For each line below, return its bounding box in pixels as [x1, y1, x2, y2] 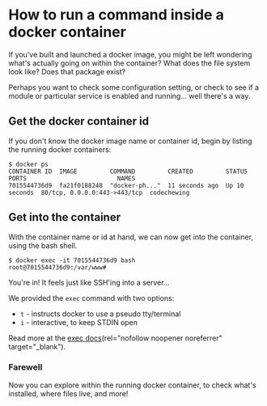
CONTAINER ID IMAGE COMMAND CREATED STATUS [8, 167, 248, 176]
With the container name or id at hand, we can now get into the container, [8, 232, 253, 242]
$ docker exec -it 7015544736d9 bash [8, 256, 136, 264]
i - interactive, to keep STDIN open [19, 317, 138, 327]
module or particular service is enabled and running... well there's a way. [8, 91, 251, 100]
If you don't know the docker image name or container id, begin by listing [8, 136, 252, 146]
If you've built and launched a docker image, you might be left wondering [8, 49, 252, 59]
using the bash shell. [8, 240, 78, 250]
